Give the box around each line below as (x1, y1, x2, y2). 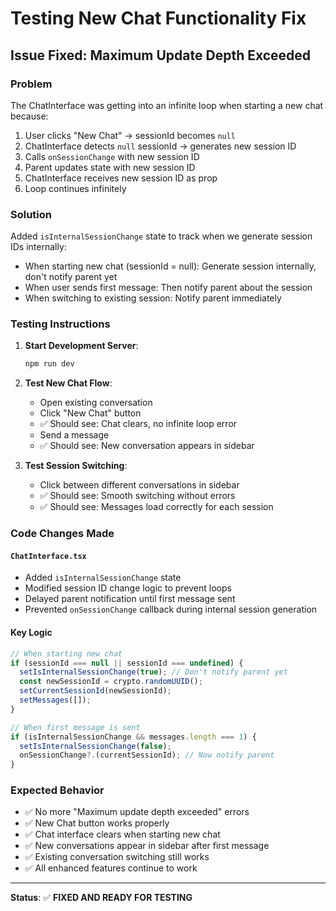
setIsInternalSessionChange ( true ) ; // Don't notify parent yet (19, 667, 288, 677)
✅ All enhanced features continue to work (24, 862, 198, 874)
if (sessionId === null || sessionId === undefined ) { (10, 658, 244, 668)
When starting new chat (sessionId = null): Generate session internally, (24, 260, 317, 272)
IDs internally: (10, 241, 67, 253)
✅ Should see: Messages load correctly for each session (39, 501, 274, 513)
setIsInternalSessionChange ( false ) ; (19, 741, 172, 751)
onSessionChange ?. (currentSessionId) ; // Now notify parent (19, 750, 275, 761)
